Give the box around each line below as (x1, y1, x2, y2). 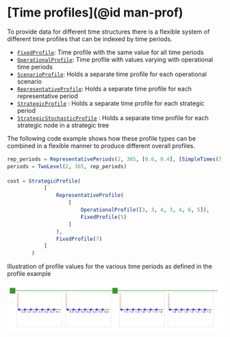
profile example (7, 270, 51, 278)
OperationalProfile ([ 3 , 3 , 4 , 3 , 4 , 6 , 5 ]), (80, 207, 210, 213)
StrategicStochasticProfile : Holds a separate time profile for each (16, 113, 209, 121)
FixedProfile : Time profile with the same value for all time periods (16, 48, 204, 56)
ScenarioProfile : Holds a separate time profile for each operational (16, 70, 207, 78)
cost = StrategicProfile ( (7, 177, 81, 185)
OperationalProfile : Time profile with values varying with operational (16, 55, 214, 63)
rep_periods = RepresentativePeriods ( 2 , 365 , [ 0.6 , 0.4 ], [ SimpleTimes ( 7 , (7, 156, 225, 163)
